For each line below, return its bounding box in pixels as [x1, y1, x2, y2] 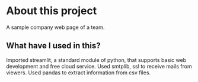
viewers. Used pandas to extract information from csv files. [6, 69, 151, 76]
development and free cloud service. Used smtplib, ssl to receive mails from [6, 63, 192, 70]
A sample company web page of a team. [6, 24, 105, 31]
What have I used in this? [6, 41, 101, 51]
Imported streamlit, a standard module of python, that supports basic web [6, 56, 187, 63]
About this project [6, 4, 97, 18]
